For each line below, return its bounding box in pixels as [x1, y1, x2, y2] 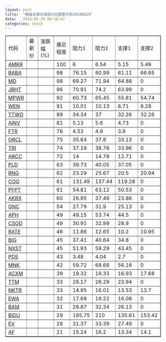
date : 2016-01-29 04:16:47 [5, 16, 65, 21]
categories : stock [5, 21, 43, 26]
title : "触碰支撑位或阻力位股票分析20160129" [5, 12, 93, 17]
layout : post [5, 7, 32, 12]
